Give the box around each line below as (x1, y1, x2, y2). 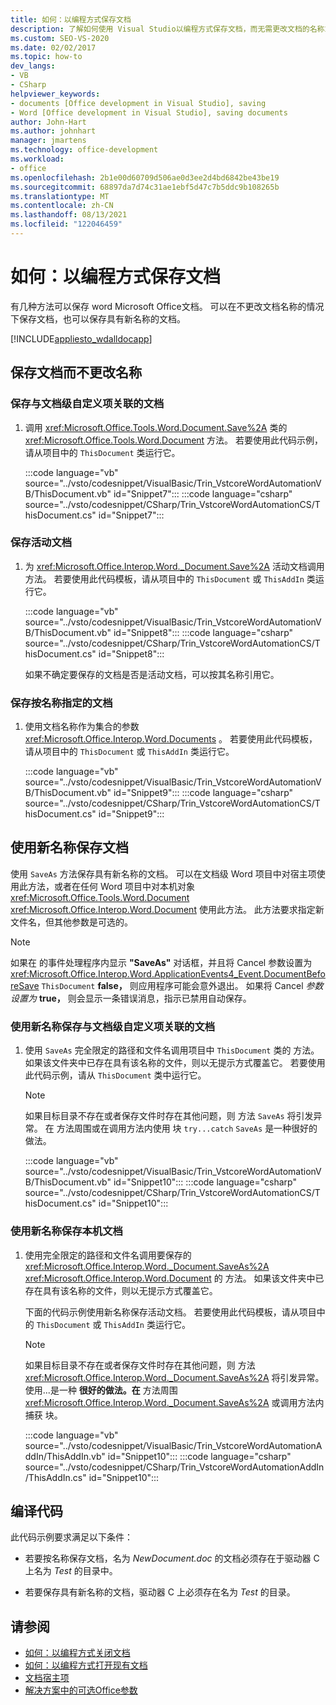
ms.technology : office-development (10, 145, 159, 155)
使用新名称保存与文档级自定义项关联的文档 (10, 1019, 216, 1033)
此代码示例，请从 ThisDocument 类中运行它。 (24, 1069, 207, 1081)
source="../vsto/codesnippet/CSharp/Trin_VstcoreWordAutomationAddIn (24, 1461, 325, 1473)
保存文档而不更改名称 (10, 364, 142, 381)
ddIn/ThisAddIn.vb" (24, 1450, 106, 1462)
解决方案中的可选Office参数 (24, 1684, 138, 1696)
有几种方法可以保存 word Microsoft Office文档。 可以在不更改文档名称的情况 (10, 300, 325, 312)
